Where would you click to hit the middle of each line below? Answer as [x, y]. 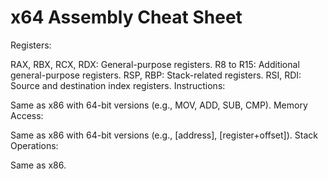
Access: [27, 115]
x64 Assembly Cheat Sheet [126, 17]
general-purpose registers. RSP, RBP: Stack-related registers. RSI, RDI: [156, 75]
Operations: [34, 145]
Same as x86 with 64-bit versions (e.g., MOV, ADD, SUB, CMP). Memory [159, 105]
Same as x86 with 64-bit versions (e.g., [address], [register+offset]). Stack [164, 135]
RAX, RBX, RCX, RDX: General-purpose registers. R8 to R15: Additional [155, 64]
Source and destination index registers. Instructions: [118, 85]
